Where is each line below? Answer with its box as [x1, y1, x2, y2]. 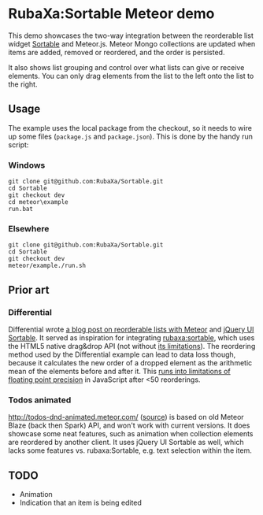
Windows [8, 159, 46, 170]
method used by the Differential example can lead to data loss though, [8, 350, 236, 359]
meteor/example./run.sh [8, 261, 87, 270]
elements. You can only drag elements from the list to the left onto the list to [8, 71, 254, 80]
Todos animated [8, 395, 72, 406]
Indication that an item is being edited [19, 498, 142, 508]
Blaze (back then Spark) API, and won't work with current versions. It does [8, 421, 250, 430]
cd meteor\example [8, 198, 69, 206]
